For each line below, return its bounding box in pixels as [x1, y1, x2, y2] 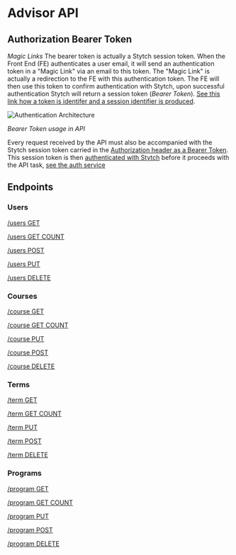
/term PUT [7, 423, 38, 432]
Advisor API [7, 5, 79, 21]
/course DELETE [7, 362, 55, 370]
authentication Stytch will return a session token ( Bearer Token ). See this [7, 90, 220, 98]
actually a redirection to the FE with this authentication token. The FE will [7, 74, 220, 83]
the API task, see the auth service [7, 161, 106, 169]
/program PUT [7, 512, 50, 520]
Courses [7, 291, 38, 301]
